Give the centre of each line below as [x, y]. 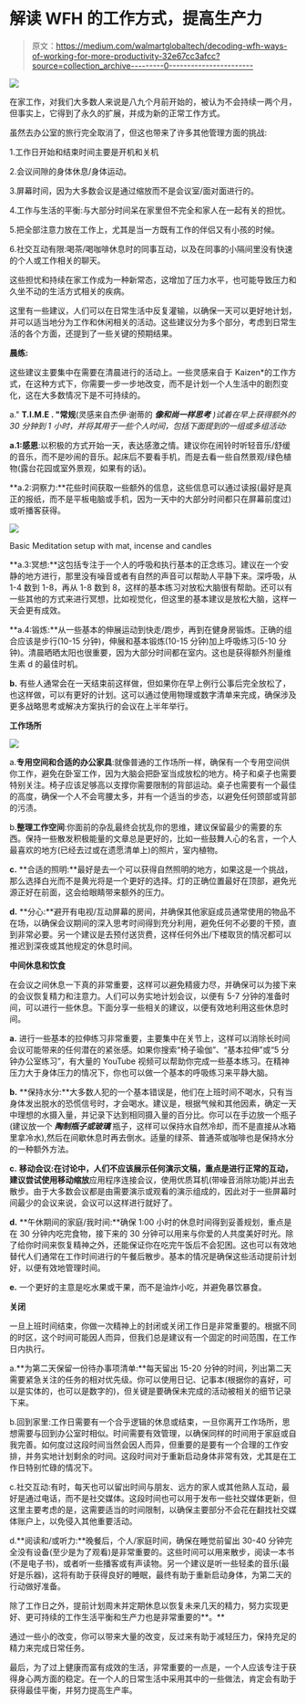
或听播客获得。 [37, 510]
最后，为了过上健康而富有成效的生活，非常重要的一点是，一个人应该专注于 [149, 1667]
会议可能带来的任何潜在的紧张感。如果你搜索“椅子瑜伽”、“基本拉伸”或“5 [144, 1049]
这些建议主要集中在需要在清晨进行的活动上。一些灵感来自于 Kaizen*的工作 [149, 372]
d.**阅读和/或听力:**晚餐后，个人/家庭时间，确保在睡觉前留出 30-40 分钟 [147, 1541]
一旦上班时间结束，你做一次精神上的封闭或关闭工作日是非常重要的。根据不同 [153, 1326]
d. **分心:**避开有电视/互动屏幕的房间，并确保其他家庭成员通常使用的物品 [149, 911]
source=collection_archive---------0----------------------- [142, 66]
